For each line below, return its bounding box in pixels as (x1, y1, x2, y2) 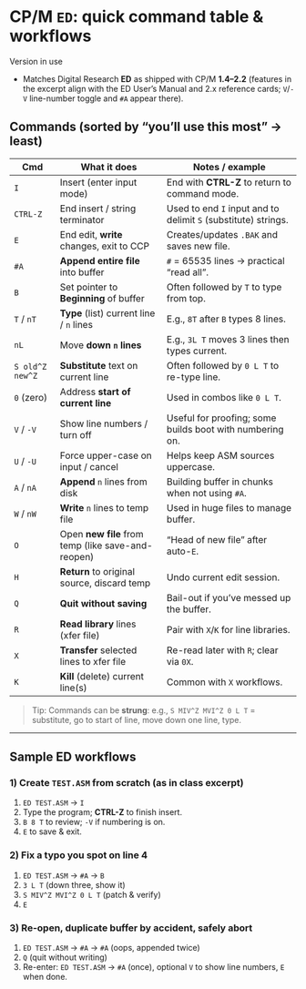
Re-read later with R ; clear (167, 644, 280, 657)
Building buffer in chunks (167, 475, 274, 488)
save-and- (104, 539, 153, 552)
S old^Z (14, 362, 47, 372)
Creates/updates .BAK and (167, 228, 279, 240)
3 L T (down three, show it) (22, 879, 126, 890)
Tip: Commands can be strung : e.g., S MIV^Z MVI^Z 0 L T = (31, 704, 256, 716)
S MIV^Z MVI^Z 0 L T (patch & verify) (22, 889, 161, 900)
